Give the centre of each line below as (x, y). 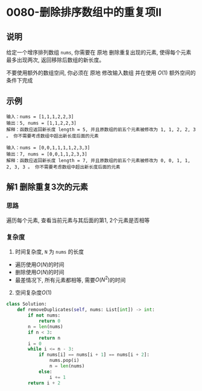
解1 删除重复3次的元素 (47, 187)
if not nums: (44, 315)
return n (49, 338)
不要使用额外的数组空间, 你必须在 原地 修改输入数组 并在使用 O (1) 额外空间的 (101, 73)
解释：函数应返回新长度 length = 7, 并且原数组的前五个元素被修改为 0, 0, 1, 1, (99, 160)
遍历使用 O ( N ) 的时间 (39, 264)
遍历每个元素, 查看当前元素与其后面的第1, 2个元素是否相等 (78, 220)
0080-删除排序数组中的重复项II (84, 12)
